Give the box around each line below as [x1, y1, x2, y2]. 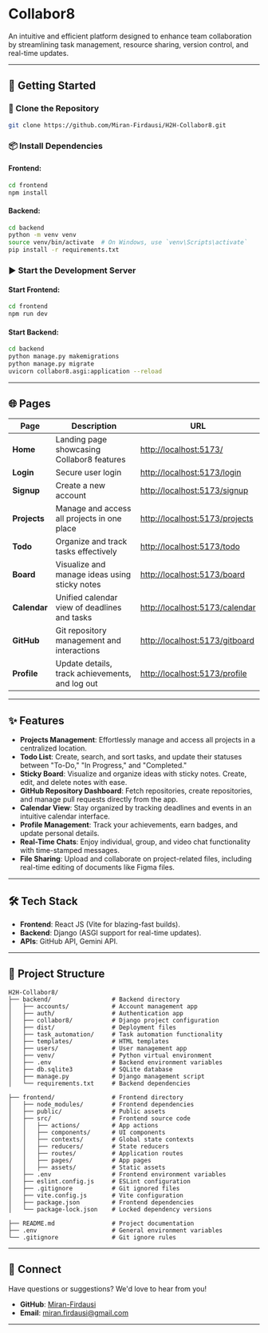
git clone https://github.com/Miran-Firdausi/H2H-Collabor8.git [8, 121, 227, 129]
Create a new [55, 480, 106, 491]
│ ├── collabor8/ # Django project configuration [8, 1016, 219, 1024]
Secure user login [55, 467, 122, 478]
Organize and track [55, 536, 128, 547]
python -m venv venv [8, 231, 77, 239]
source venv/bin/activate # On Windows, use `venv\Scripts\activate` [8, 238, 248, 246]
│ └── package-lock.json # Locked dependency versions [8, 1205, 213, 1213]
